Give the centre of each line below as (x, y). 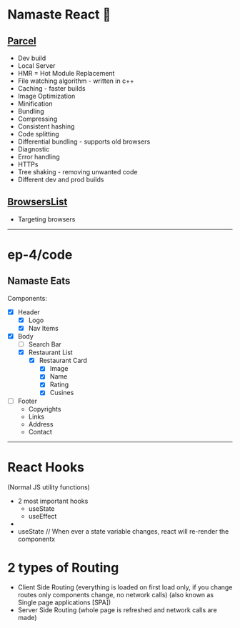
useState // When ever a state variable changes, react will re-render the (123, 531)
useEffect (42, 516)
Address (41, 424)
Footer (27, 401)
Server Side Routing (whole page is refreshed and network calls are (117, 610)
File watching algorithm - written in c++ (76, 81)
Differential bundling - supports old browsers (84, 141)
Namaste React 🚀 (59, 15)
